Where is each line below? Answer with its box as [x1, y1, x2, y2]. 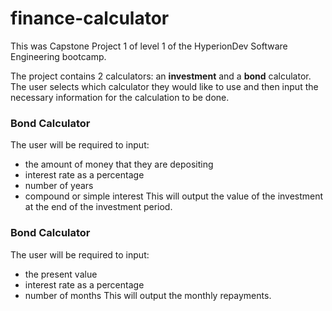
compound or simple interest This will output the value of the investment [24, 190, 324, 202]
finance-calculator [10, 7, 170, 30]
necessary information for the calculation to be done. [10, 91, 230, 103]
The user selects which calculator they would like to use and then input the [10, 80, 319, 92]
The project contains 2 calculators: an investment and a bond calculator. [10, 70, 312, 82]
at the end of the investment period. [24, 201, 173, 213]
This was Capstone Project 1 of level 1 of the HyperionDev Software [10, 40, 288, 52]
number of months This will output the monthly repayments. [24, 289, 272, 301]
